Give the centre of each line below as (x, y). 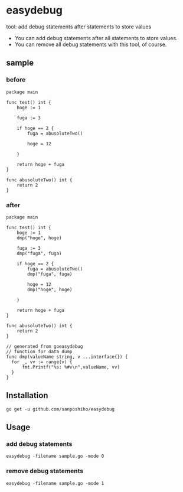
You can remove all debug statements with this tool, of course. (91, 44)
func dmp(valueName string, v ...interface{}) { (67, 357)
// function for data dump (39, 351)
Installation (27, 395)
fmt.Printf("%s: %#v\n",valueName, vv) (71, 367)
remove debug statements (45, 471)
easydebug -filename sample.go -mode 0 (55, 456)
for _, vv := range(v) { (42, 362)
